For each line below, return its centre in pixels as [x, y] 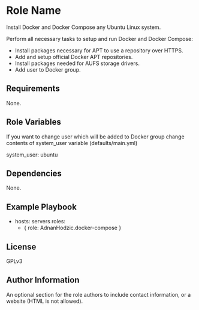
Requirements [33, 89]
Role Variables [34, 122]
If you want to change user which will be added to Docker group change [95, 137]
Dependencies [34, 173]
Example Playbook [41, 207]
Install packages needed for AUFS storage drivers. [77, 63]
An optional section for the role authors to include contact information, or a [99, 294]
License [21, 246]
